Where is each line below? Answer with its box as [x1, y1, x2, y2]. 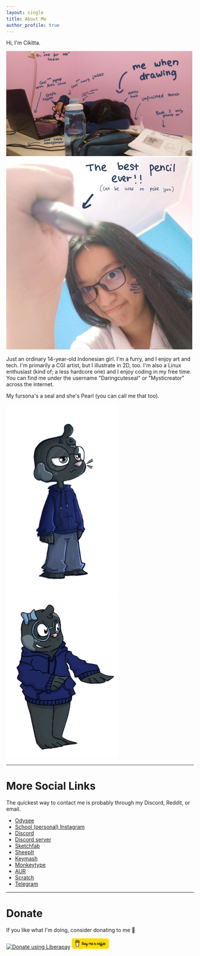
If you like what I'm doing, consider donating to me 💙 [6, 926, 136, 933]
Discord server [14, 836, 52, 843]
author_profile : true [6, 22, 60, 28]
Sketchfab [14, 842, 40, 849]
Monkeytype [14, 861, 46, 868]
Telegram [14, 880, 39, 887]
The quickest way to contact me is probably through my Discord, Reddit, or [6, 799, 190, 806]
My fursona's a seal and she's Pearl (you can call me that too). [6, 392, 160, 399]
